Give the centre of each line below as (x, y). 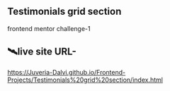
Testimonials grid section (64, 12)
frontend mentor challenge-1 (49, 28)
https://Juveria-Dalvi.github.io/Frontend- (67, 72)
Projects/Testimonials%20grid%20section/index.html (85, 80)
